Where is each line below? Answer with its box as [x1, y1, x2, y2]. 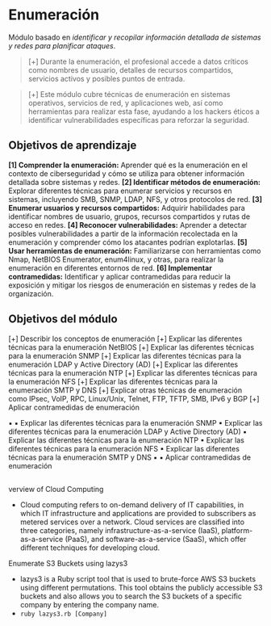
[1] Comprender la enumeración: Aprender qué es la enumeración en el [8, 160, 248, 170]
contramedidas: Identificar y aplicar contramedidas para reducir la [8, 271, 231, 281]
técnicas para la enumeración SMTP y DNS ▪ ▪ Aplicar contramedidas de [8, 452, 252, 462]
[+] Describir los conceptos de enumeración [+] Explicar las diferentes [8, 334, 243, 343]
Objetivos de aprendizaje [8, 139, 137, 153]
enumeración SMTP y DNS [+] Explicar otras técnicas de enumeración [8, 385, 243, 395]
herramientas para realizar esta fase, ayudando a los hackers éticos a [27, 107, 260, 116]
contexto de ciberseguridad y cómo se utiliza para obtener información [8, 168, 245, 179]
